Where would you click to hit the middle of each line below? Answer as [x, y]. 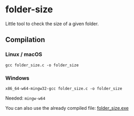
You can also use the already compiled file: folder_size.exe [67, 108]
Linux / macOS [24, 54]
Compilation [25, 40]
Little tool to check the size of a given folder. [52, 24]
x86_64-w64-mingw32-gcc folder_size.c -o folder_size [64, 88]
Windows [17, 78]
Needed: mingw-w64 [25, 98]
